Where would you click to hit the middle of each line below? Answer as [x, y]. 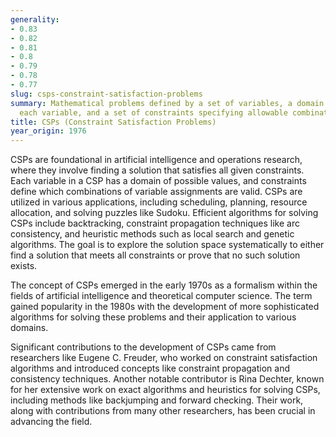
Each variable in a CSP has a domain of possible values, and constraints [158, 181]
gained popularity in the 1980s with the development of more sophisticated [165, 307]
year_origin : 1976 [48, 131]
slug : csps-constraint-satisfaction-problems [106, 94]
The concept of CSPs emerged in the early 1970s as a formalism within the [164, 285]
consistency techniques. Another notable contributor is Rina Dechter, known [167, 379]
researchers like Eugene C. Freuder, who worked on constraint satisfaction [164, 358]
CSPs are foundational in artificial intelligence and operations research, [156, 160]
